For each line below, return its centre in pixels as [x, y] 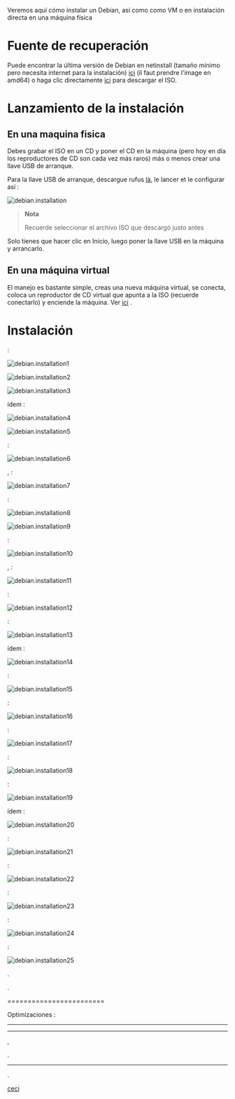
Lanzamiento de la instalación [96, 108]
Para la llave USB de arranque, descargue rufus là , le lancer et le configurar [116, 179]
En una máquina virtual [58, 271]
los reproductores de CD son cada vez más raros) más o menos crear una [114, 158]
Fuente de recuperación [78, 46]
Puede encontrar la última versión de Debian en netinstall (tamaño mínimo [114, 65]
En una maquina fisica [57, 134]
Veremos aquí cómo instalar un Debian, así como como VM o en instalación [116, 10]
